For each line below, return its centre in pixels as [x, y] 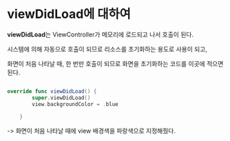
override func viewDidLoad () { [52, 91]
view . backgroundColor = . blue [75, 104]
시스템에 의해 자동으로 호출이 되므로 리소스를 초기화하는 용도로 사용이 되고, [107, 49]
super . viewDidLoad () [61, 98]
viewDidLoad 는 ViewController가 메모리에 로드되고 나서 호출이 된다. [101, 34]
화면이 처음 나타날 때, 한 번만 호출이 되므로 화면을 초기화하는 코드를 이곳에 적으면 [115, 63]
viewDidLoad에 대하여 [69, 14]
